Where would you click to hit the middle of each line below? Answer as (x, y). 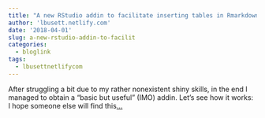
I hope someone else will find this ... (65, 105)
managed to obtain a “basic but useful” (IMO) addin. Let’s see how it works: (131, 97)
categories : (28, 45)
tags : (17, 60)
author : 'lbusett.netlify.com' (60, 23)
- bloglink (33, 52)
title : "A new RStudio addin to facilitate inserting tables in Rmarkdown (134, 15)
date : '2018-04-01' (40, 30)
